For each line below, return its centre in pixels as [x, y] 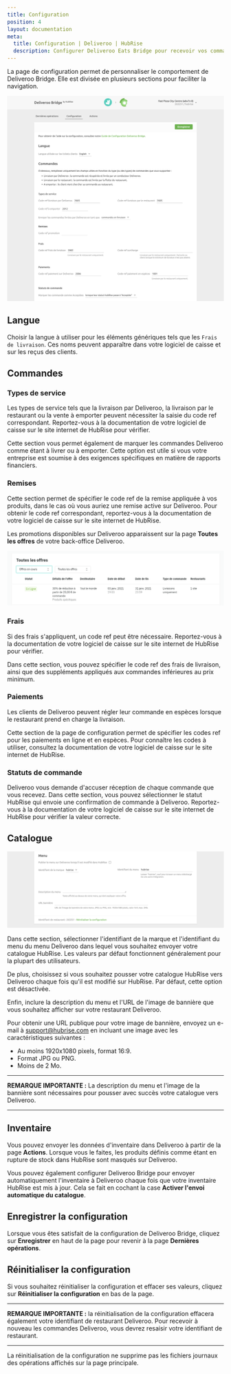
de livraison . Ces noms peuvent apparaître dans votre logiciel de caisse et [114, 344]
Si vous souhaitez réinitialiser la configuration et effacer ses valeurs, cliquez [115, 1286]
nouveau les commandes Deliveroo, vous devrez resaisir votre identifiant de [114, 1328]
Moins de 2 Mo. [39, 1066]
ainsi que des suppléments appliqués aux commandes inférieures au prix [111, 671]
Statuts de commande [45, 772]
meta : [15, 37]
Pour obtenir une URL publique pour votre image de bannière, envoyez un [111, 1023]
